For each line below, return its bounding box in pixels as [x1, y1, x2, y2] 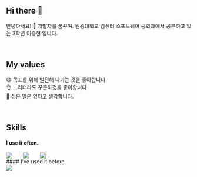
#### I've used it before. [6, 158, 66, 165]
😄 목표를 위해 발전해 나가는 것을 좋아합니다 [6, 76, 106, 83]
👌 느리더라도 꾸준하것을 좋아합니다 [6, 83, 87, 90]
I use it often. [6, 139, 39, 146]
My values [6, 60, 45, 70]
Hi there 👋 [6, 6, 43, 16]
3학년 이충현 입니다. [12, 29, 58, 37]
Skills [6, 123, 26, 133]
